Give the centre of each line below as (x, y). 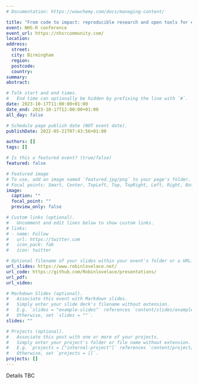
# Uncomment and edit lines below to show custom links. (80, 223)
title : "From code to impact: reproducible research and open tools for (97, 22)
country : (22, 71)
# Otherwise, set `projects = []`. (52, 353)
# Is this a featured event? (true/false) (59, 158)
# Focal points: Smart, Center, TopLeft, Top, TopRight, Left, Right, (95, 185)
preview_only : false (37, 207)
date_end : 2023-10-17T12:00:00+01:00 (52, 110)
